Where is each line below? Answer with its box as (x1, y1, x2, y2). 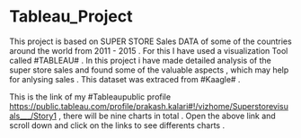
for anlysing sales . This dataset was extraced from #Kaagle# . (9, 73, 241, 84)
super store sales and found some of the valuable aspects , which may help (9, 65, 289, 75)
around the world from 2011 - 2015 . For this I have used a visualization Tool (9, 45, 288, 56)
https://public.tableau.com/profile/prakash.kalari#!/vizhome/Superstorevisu (9, 100, 289, 111)
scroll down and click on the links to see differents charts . (9, 119, 226, 131)
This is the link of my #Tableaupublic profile (9, 91, 172, 102)
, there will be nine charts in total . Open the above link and (58, 110, 276, 121)
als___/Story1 (9, 110, 57, 121)
